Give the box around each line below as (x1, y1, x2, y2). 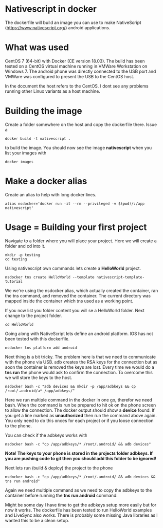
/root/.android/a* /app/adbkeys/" (5, 388, 75, 393)
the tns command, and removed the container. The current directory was (5, 293, 151, 298)
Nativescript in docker (5, 3, 97, 15)
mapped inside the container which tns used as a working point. (5, 298, 134, 304)
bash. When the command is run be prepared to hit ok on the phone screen (5, 402, 156, 408)
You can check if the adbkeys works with (5, 432, 88, 438)
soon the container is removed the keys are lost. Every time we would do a (5, 364, 154, 370)
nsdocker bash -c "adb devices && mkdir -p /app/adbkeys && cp (5, 384, 136, 389)
